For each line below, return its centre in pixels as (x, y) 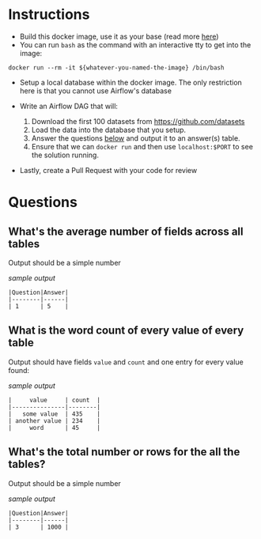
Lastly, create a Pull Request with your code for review (108, 170)
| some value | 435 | (55, 414)
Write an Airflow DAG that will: (69, 106)
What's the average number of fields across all (126, 231)
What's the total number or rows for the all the (124, 452)
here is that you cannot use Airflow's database (96, 90)
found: (19, 370)
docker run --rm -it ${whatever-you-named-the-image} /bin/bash (116, 68)
